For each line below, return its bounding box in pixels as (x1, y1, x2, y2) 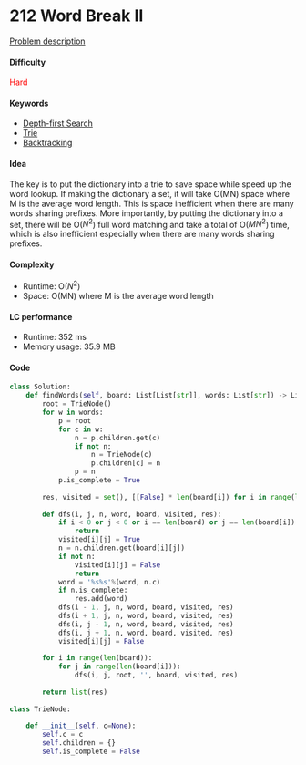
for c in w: (57, 425, 104, 434)
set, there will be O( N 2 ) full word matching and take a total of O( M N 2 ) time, (9, 217, 290, 230)
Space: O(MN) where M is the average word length (22, 291, 214, 302)
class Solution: (9, 382, 71, 392)
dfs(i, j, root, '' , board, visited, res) (74, 671, 239, 680)
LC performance (9, 311, 73, 322)
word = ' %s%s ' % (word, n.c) (57, 577, 161, 586)
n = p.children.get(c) (74, 433, 161, 442)
